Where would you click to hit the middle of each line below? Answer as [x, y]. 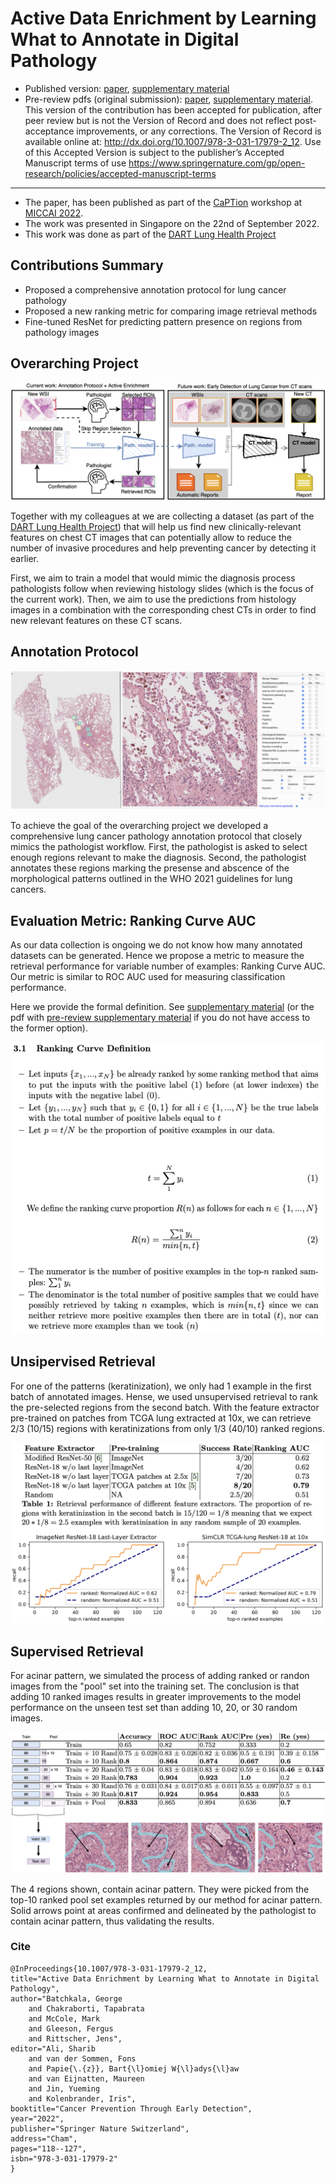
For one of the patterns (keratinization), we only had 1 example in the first [161, 1386]
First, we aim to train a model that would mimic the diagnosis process [153, 578]
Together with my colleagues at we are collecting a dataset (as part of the [162, 516]
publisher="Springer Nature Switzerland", [100, 2128]
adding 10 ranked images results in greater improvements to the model [156, 1697]
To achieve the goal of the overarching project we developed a [139, 826]
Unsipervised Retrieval [83, 1362]
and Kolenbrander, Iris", [82, 2098]
